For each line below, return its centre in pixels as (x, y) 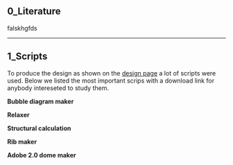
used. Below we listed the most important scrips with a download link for (111, 80)
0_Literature (34, 11)
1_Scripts (27, 57)
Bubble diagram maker (41, 101)
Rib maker (22, 141)
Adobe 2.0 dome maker (42, 155)
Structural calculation (39, 128)
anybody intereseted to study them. (58, 88)
